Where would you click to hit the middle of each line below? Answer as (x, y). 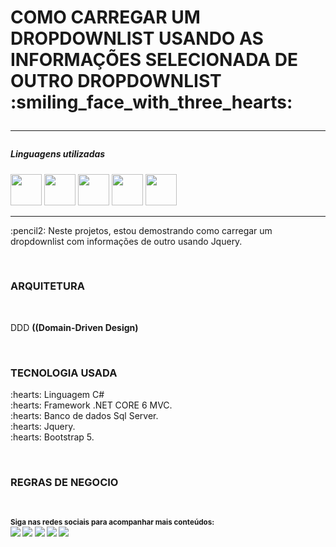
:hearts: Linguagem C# (57, 395)
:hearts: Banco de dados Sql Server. (84, 416)
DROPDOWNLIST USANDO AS (137, 38)
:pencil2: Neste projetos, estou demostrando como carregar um (141, 230)
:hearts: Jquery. (43, 427)
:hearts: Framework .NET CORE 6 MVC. (91, 405)
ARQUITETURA (47, 286)
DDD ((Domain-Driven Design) (74, 327)
